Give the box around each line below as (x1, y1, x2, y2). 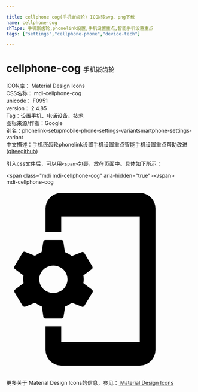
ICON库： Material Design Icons (6, 82, 85, 90)
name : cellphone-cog (6, 19, 58, 26)
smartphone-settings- (137, 127, 193, 135)
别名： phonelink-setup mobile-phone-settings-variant (6, 127, 138, 135)
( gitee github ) (6, 148, 38, 155)
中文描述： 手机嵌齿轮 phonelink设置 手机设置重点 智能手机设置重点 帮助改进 (6, 141, 188, 148)
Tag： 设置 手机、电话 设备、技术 (6, 112, 84, 120)
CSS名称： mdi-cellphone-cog (6, 90, 82, 97)
